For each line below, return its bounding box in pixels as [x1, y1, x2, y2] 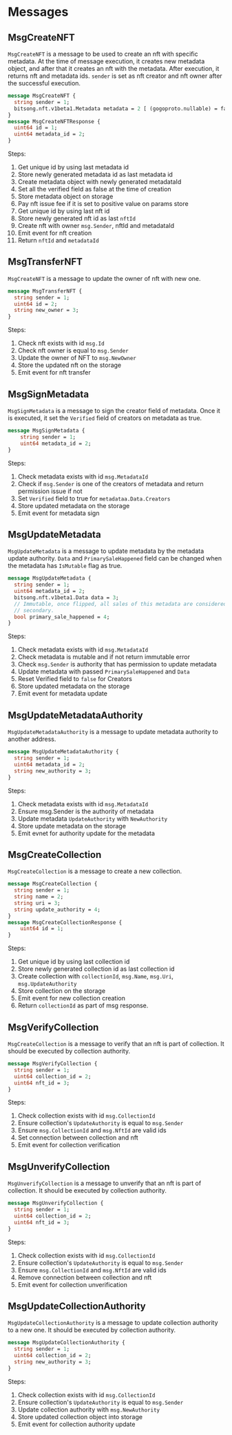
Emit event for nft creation [17, 229, 92, 237]
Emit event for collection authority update [17, 1420, 136, 1428]
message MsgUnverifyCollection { [8, 1200, 104, 1207]
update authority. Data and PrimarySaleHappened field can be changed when [8, 554, 222, 563]
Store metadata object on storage [17, 192, 114, 200]
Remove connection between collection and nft [17, 1273, 152, 1281]
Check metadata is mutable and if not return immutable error [17, 653, 190, 661]
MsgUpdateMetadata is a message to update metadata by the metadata [8, 547, 204, 555]
